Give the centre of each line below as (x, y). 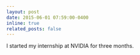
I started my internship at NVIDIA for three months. (70, 46)
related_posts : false (34, 29)
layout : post (23, 12)
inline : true (23, 23)
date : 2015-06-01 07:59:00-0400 (47, 18)
